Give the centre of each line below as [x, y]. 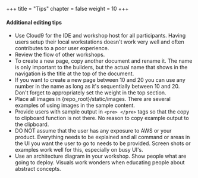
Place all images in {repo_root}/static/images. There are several [92, 99]
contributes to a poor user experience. [62, 48]
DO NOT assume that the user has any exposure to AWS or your [93, 131]
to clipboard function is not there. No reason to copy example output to [102, 118]
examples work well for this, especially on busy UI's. [79, 150]
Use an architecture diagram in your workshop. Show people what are [100, 156]
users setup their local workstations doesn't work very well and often [99, 42]
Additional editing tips [34, 22]
